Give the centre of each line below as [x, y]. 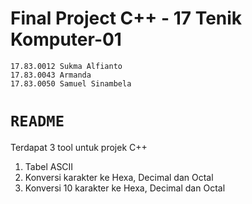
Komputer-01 [66, 39]
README [37, 121]
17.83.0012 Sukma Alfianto [66, 66]
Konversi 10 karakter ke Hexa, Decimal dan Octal [125, 188]
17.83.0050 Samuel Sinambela [71, 83]
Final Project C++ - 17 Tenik [126, 18]
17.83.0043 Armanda [51, 75]
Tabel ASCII [49, 166]
